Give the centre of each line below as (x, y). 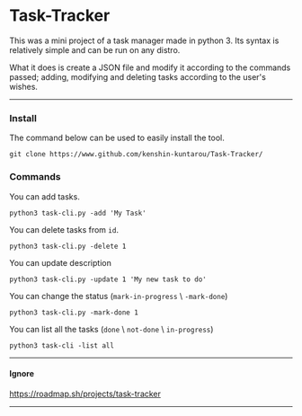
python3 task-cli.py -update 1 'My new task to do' (108, 279)
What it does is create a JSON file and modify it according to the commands (150, 67)
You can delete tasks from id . (64, 229)
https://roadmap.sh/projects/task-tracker (85, 394)
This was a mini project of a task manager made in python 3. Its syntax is (144, 40)
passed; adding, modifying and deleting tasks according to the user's (138, 76)
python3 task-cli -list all (62, 345)
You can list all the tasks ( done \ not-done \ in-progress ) (111, 329)
